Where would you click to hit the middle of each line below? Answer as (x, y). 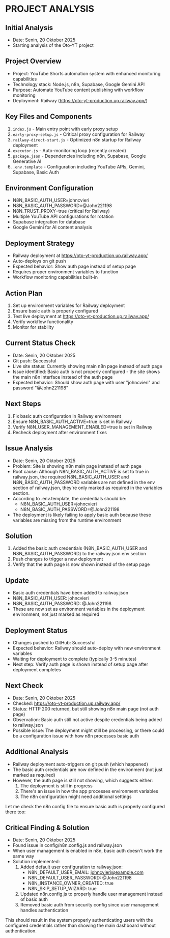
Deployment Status (36, 630)
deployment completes (37, 669)
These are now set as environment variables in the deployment (79, 609)
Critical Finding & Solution (47, 828)
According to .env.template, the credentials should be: (69, 498)
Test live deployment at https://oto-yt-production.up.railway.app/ (81, 317)
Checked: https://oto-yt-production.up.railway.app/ (66, 703)
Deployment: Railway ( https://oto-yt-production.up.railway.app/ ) (80, 100)
